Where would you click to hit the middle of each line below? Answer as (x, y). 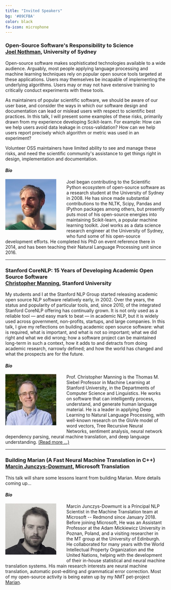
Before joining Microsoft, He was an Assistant (114, 522)
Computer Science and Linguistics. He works (114, 393)
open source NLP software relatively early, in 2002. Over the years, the (80, 300)
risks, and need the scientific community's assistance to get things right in (83, 153)
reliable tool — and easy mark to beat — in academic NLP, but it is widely (82, 316)
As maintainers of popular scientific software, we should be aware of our (81, 100)
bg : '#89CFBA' (20, 16)
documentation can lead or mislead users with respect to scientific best (80, 111)
